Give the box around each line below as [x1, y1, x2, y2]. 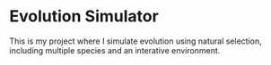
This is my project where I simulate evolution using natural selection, [9, 36, 262, 46]
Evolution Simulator [9, 6, 159, 27]
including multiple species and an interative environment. [9, 45, 221, 55]
